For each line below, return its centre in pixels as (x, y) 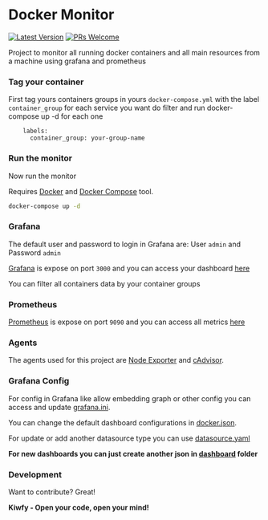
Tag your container (46, 82)
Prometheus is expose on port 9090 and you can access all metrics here (127, 322)
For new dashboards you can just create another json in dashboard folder (133, 453)
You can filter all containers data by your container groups (104, 283)
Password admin (35, 252)
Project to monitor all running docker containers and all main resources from (134, 52)
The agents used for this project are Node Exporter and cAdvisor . (116, 360)
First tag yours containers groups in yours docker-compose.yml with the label (134, 100)
